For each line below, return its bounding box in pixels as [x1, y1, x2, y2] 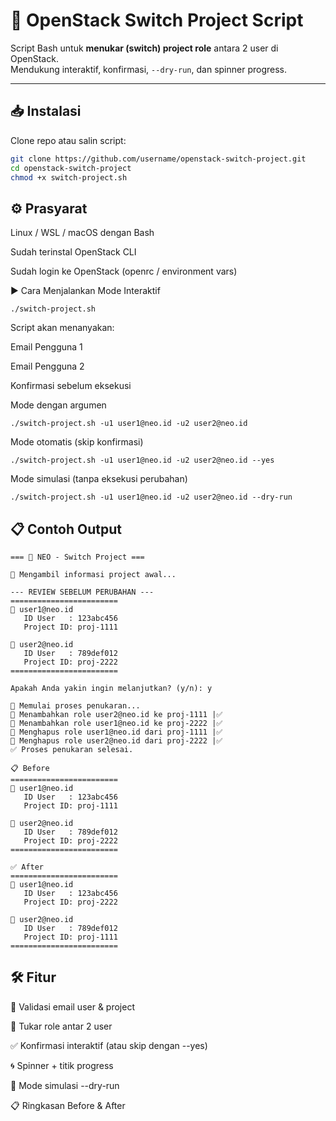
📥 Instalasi [10, 103, 82, 120]
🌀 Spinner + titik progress [10, 1059, 114, 1071]
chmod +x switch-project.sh [10, 172, 128, 183]
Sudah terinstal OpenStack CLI [10, 246, 137, 258]
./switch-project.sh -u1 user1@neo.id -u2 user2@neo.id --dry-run [10, 492, 293, 503]
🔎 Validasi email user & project [10, 1000, 136, 1013]
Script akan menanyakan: [10, 322, 115, 334]
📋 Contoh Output [10, 520, 122, 538]
